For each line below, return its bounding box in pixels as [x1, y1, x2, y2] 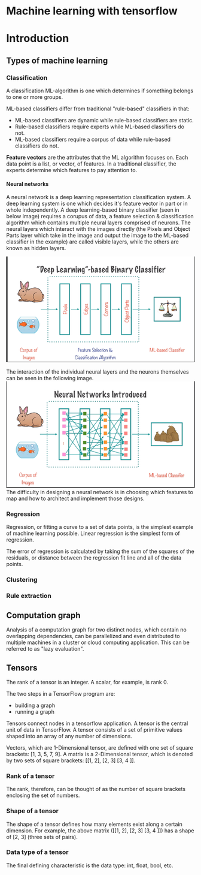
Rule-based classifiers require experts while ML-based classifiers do [14, 123, 184, 130]
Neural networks [6, 180, 49, 187]
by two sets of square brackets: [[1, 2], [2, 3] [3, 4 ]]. [6, 757, 136, 764]
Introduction [6, 32, 69, 46]
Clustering [6, 576, 38, 584]
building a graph [14, 702, 56, 709]
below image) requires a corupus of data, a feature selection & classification [6, 213, 194, 220]
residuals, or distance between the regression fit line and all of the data [6, 554, 182, 561]
